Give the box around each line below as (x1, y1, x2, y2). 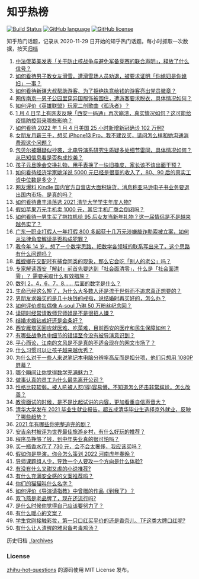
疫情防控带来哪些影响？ (15, 117, 73, 124)
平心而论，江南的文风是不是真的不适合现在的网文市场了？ (15, 339, 156, 346)
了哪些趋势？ (15, 413, 47, 420)
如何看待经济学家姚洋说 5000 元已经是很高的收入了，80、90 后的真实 (15, 168, 186, 175)
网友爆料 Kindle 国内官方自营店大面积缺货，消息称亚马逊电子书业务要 (15, 183, 185, 190)
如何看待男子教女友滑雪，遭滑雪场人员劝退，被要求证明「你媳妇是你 (15, 72, 182, 79)
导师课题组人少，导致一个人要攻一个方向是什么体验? (15, 458, 143, 465)
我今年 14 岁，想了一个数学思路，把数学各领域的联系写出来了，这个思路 (15, 242, 190, 249)
